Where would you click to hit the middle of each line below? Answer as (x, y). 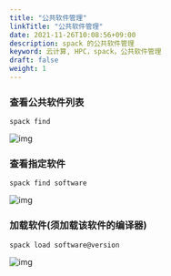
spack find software (49, 183)
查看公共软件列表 (47, 102)
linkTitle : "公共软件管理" (56, 26)
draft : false (34, 60)
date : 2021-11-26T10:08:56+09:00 (73, 35)
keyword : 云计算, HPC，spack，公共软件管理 (85, 52)
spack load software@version (65, 245)
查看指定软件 (38, 164)
